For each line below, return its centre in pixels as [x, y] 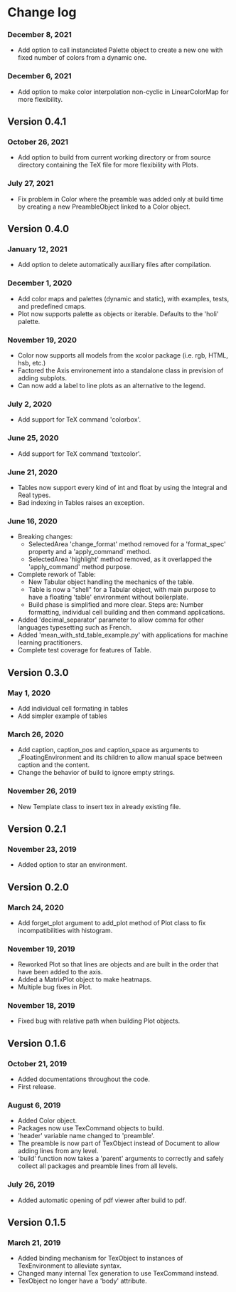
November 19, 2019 [42, 949]
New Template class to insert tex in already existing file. [99, 806]
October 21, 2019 [37, 1063]
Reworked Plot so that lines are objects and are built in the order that [118, 964]
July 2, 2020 [29, 404]
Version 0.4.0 [38, 229]
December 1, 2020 [40, 283]
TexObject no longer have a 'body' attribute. [82, 1281]
